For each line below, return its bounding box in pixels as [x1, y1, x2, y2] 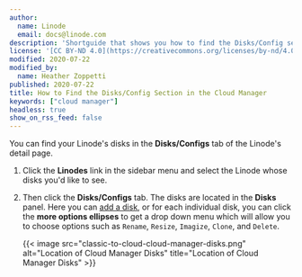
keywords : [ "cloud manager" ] [9, 96, 119, 106]
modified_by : [9, 64, 58, 73]
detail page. [9, 147, 54, 158]
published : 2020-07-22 [9, 80, 94, 89]
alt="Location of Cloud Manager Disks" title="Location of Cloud [22, 248, 259, 259]
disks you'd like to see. [22, 174, 108, 185]
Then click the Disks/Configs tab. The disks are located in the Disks [22, 192, 277, 203]
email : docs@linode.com [17, 30, 106, 39]
